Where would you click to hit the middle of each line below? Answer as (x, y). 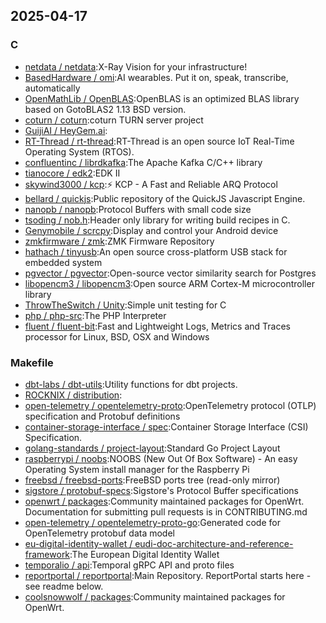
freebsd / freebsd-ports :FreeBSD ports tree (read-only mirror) (152, 480)
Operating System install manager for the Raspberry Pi (137, 469)
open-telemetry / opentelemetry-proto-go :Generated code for (152, 522)
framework (47, 554)
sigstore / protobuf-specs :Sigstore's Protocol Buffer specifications (161, 490)
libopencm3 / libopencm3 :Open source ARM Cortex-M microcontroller (169, 283)
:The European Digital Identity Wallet (144, 554)
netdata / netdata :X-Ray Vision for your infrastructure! (136, 66)
